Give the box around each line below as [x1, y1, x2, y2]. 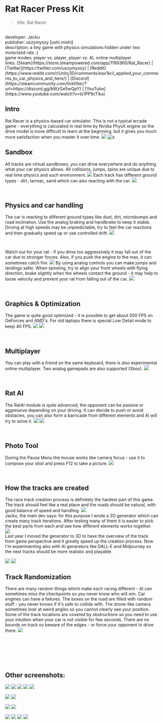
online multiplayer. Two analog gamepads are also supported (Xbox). [5, 366, 143, 371]
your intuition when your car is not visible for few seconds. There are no [5, 617, 149, 623]
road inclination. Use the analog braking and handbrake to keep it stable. [5, 219, 151, 225]
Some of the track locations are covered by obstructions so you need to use [5, 612, 158, 618]
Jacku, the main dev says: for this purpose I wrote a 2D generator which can [5, 513, 159, 519]
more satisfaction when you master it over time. [5, 134, 101, 140]
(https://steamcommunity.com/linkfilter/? [5, 80, 87, 86]
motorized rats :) [5, 50, 38, 55]
